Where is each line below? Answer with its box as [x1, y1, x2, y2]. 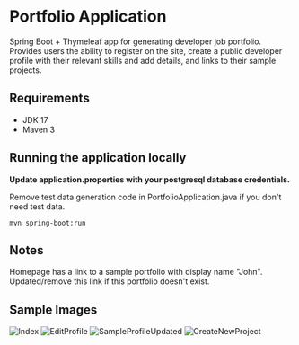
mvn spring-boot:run [9, 218, 87, 227]
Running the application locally [9, 150, 187, 165]
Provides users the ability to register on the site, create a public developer [9, 45, 283, 56]
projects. [9, 65, 42, 75]
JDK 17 [22, 114, 48, 125]
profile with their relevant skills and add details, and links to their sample [9, 55, 277, 66]
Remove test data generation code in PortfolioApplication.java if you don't [9, 191, 282, 202]
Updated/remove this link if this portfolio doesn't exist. [9, 276, 210, 287]
